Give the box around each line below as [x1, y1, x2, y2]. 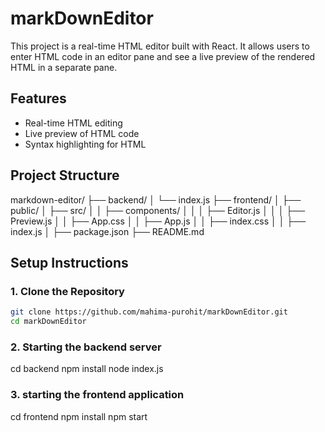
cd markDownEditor [10, 317, 87, 327]
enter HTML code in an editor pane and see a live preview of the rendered [10, 50, 316, 62]
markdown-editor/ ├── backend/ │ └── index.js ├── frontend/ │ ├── [10, 193, 302, 206]
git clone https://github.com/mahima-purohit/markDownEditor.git [10, 307, 288, 317]
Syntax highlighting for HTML [24, 138, 147, 150]
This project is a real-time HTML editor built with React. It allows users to [10, 40, 310, 52]
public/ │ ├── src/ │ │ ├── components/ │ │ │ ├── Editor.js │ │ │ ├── [10, 204, 306, 216]
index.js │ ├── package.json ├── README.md [10, 225, 205, 237]
